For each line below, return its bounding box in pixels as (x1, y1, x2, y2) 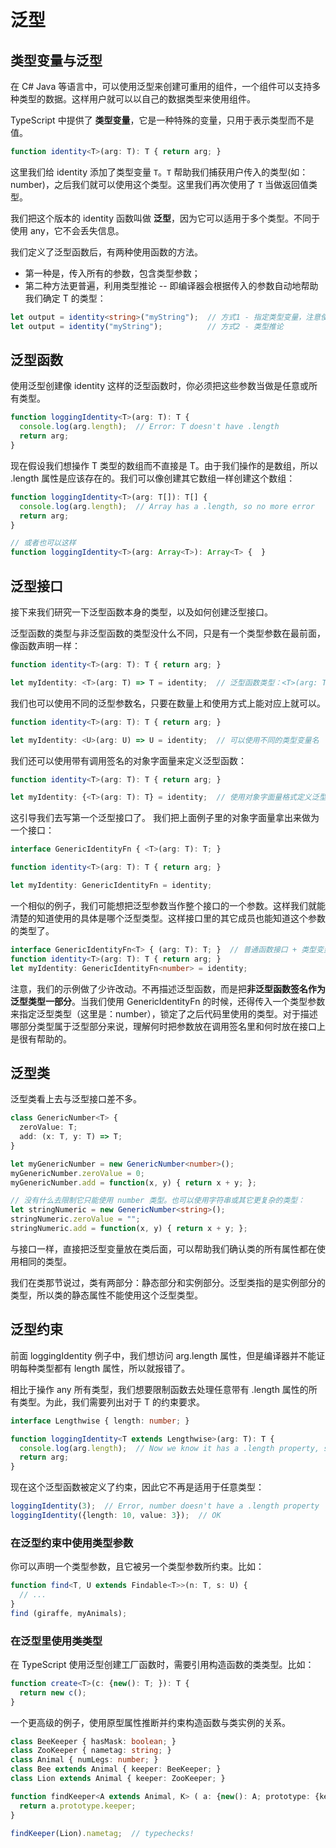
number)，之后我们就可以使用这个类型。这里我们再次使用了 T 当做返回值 (10, 178, 309, 190)
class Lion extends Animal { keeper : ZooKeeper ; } (10, 1774, 226, 1784)
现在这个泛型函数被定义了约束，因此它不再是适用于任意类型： (10, 1481, 265, 1493)
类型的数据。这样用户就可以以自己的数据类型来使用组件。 (18, 93, 256, 105)
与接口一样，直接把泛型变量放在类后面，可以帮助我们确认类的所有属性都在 (10, 1242, 317, 1255)
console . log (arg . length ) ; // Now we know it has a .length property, (19, 1443, 320, 1453)
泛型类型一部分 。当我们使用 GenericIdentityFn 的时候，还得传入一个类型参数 (10, 995, 326, 1007)
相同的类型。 (18, 1255, 72, 1267)
